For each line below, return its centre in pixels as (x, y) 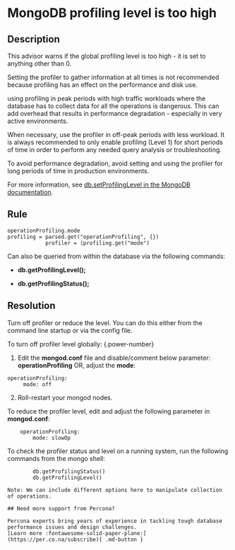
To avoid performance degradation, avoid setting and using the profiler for (115, 163)
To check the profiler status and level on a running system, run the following (118, 451)
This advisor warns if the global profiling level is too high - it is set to (107, 56)
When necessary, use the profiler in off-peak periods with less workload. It (116, 135)
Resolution (31, 306)
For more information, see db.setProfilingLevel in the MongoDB (99, 185)
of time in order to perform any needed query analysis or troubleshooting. (115, 150)
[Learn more (25, 533)
